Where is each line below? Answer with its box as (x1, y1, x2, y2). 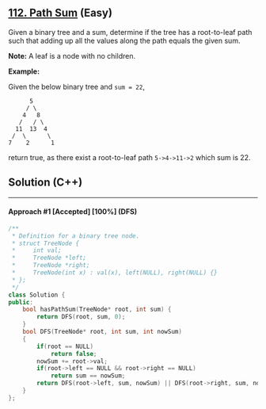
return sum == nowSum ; (50, 372, 126, 380)
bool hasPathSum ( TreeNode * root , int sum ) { (22, 305, 172, 314)
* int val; (11, 247, 62, 254)
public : (8, 298, 34, 306)
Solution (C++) (8, 176, 83, 189)
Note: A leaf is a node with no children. (8, 51, 136, 60)
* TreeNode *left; (11, 254, 87, 262)
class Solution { (8, 291, 66, 299)
